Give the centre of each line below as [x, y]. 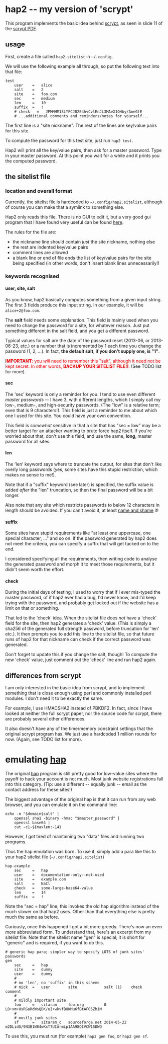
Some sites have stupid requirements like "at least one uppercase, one [78, 533]
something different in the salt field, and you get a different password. [77, 331]
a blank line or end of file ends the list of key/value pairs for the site [82, 258]
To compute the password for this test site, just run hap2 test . [69, 140]
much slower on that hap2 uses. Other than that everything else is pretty [80, 912]
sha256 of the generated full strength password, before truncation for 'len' [82, 629]
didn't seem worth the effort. [35, 570]
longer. [13, 495]
